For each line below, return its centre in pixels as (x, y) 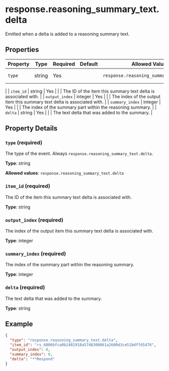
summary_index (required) (36, 254)
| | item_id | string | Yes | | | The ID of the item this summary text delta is (80, 91)
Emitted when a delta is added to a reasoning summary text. (67, 34)
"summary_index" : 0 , (31, 354)
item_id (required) (28, 186)
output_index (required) (34, 220)
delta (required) (25, 287)
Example (19, 324)
